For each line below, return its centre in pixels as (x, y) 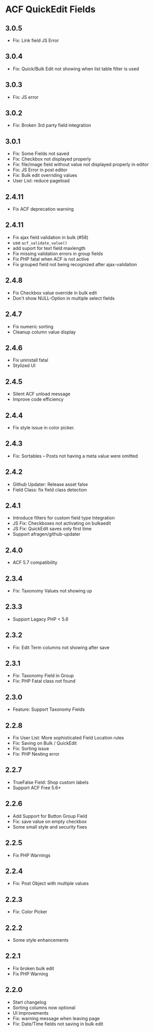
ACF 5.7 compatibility (35, 562)
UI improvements (30, 1013)
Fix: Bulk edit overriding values (45, 175)
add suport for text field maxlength (49, 248)
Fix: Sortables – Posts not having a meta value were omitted (75, 456)
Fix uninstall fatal (30, 360)
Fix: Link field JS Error (36, 40)
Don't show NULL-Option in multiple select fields (64, 298)
